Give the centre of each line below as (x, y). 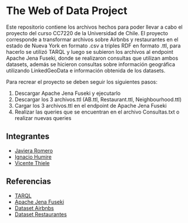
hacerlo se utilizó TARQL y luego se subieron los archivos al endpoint (90, 52)
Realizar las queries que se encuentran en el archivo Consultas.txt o (97, 112)
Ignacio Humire (33, 157)
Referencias (29, 182)
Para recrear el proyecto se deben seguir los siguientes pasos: (82, 82)
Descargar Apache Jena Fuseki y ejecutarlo (68, 93)
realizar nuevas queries (43, 118)
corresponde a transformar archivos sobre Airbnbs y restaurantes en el (92, 39)
